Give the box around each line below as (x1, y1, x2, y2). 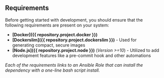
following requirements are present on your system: (5, 22, 109, 28)
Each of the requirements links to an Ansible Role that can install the (5, 62, 143, 68)
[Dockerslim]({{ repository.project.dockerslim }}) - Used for (12, 37, 137, 43)
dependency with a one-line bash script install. (5, 67, 100, 73)
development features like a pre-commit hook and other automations (12, 52, 151, 58)
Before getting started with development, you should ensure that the (5, 17, 143, 23)
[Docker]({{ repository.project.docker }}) (12, 31, 98, 37)
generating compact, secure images (12, 42, 86, 48)
